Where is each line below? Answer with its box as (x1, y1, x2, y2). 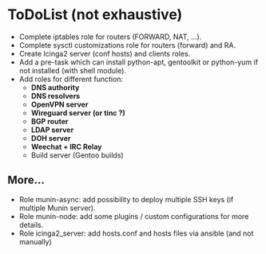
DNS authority (30, 82, 80, 92)
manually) (18, 236, 53, 246)
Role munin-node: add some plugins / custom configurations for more (18, 211, 249, 221)
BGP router (30, 116, 69, 126)
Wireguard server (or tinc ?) (30, 107, 125, 117)
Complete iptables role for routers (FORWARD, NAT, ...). (18, 32, 202, 41)
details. (18, 220, 44, 229)
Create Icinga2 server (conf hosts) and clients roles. (18, 49, 191, 58)
